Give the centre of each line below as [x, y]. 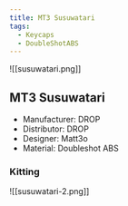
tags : [20, 26]
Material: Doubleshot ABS [71, 148]
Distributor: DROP [55, 129]
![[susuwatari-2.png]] [49, 191]
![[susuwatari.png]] [45, 69]
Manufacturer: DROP [61, 120]
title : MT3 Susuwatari [52, 18]
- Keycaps [36, 34]
